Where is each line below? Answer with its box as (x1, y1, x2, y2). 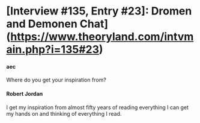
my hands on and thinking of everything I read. (6, 110, 122, 117)
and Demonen (6, 17, 78, 31)
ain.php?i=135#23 (6, 43, 100, 57)
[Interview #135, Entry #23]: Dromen (6, 4, 192, 18)
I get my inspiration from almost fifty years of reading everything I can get (6, 104, 189, 111)
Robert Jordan (6, 90, 43, 97)
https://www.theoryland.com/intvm (10, 30, 194, 43)
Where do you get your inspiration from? (6, 77, 106, 84)
